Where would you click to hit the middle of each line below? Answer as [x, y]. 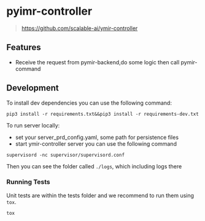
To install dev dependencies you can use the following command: [89, 103]
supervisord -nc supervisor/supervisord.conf [65, 155]
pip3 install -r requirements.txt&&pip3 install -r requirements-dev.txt [103, 114]
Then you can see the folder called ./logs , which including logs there [94, 166]
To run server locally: [33, 125]
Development [33, 88]
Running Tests [28, 182]
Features [24, 47]
